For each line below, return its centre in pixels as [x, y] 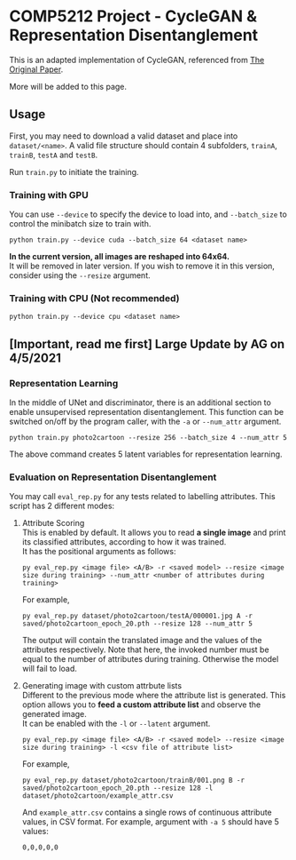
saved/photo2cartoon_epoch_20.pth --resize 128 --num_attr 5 [137, 624]
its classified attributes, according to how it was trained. [124, 542]
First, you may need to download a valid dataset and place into [124, 136]
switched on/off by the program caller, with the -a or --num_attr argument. [145, 422]
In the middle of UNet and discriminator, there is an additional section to [140, 402]
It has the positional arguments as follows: [99, 552]
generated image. [54, 714]
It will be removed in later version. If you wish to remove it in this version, [142, 266]
